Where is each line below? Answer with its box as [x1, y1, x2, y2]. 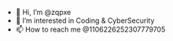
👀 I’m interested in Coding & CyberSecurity [15, 16, 155, 25]
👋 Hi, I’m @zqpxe [15, 8, 72, 17]
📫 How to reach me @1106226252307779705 [15, 24, 166, 34]
